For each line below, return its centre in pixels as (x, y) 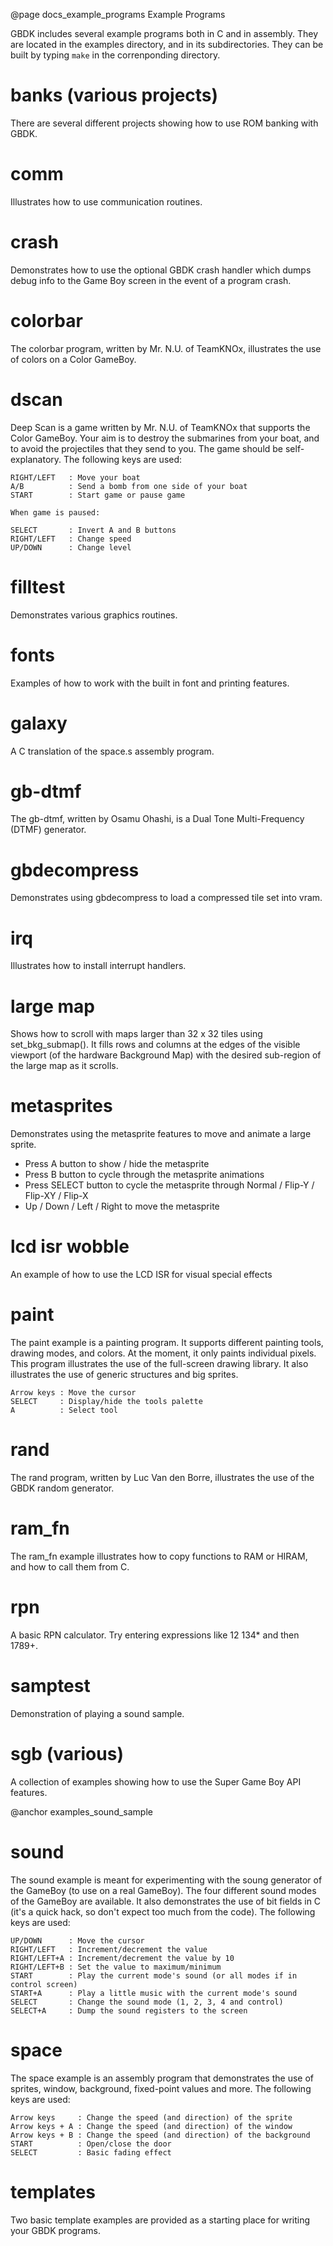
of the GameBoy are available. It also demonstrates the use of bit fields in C (166, 1901)
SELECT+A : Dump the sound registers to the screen (129, 2010)
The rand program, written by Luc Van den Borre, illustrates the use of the (162, 1477)
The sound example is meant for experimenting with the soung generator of (166, 1880)
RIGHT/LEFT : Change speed (71, 539)
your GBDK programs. (55, 2230)
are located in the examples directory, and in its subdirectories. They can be (167, 44)
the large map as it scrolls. (64, 1066)
